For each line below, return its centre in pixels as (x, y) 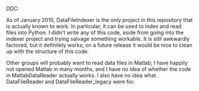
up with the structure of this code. (48, 51)
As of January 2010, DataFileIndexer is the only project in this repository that (99, 20)
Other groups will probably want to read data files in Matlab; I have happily (97, 63)
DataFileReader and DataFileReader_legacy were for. (70, 82)
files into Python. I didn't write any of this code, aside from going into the (95, 32)
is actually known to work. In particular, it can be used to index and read (94, 26)
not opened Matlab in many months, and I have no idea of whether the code (99, 69)
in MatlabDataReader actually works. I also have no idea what (81, 75)
